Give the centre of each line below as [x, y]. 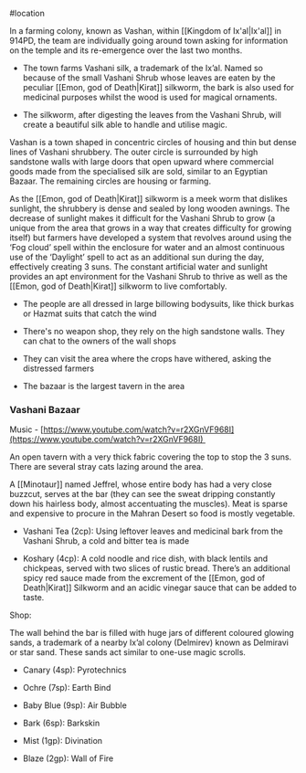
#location [27, 13]
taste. [33, 598]
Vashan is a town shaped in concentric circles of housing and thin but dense [153, 142]
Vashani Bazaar [45, 409]
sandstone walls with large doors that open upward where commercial [142, 162]
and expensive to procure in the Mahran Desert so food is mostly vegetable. [152, 514]
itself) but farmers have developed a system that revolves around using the [151, 238]
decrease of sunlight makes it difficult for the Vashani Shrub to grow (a [142, 218]
